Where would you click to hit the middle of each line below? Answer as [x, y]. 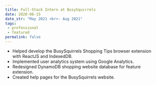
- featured [18, 32]
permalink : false [23, 37]
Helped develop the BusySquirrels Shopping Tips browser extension [82, 51]
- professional [23, 28]
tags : [11, 23]
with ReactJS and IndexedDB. [42, 56]
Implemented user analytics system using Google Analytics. [73, 61]
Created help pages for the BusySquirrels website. [63, 77]
